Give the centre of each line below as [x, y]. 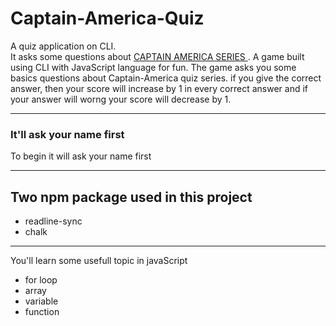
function [42, 312]
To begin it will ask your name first [81, 156]
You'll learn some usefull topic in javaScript [99, 261]
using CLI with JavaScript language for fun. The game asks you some [153, 67]
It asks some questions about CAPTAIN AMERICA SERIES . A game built [157, 56]
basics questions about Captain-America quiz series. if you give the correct [166, 78]
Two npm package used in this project [131, 197]
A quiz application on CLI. [63, 46]
